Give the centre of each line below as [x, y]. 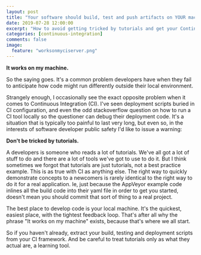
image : [14, 45]
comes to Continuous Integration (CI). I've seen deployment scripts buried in [100, 104]
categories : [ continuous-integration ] [54, 34]
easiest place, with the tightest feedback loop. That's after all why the [92, 215]
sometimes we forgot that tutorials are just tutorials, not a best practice [94, 165]
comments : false [26, 40]
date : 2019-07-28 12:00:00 [40, 23]
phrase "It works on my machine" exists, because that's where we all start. [98, 221]
